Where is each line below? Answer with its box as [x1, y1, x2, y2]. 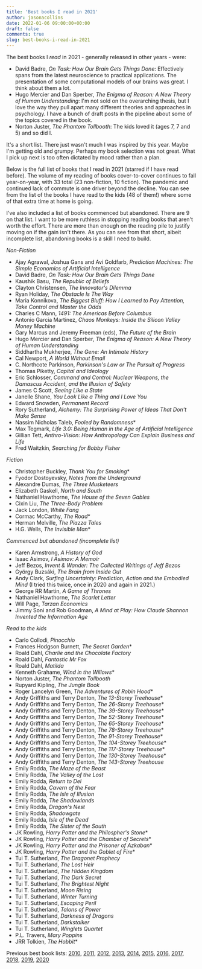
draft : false [6, 25, 39, 32]
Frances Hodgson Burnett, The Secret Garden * [14, 643, 132, 650]
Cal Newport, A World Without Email [14, 354, 106, 362]
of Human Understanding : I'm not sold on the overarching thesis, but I [14, 97, 189, 104]
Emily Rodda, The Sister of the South [14, 822, 107, 830]
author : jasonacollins [6, 14, 63, 21]
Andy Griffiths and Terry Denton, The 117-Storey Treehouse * [14, 746, 165, 752]
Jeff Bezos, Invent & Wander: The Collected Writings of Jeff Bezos [14, 562, 181, 569]
